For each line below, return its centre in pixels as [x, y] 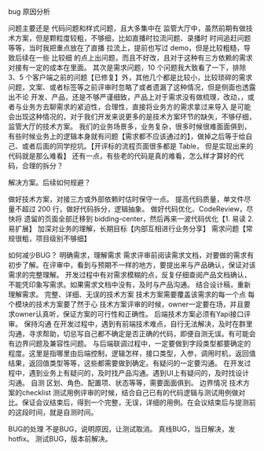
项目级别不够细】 [63, 238]
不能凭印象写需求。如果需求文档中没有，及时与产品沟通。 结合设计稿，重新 [130, 284]
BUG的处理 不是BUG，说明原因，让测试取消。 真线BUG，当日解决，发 [122, 429]
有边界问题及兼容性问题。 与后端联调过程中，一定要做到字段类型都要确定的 [130, 343]
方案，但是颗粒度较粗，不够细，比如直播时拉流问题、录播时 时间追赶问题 [133, 38]
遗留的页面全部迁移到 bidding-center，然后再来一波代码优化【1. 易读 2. [139, 219]
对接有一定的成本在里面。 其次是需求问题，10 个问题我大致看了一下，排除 [127, 68]
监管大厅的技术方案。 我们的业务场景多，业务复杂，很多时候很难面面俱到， [130, 126]
